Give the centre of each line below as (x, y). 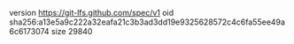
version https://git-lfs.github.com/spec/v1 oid (92, 13)
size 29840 (72, 31)
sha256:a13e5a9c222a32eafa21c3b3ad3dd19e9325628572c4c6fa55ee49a (147, 22)
